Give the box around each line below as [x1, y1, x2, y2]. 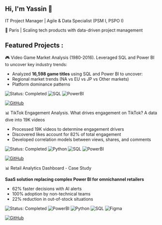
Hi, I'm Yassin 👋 [5, 5, 53, 13]
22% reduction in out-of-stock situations [12, 196, 93, 202]
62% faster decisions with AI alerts [12, 186, 82, 191]
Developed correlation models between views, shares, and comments [12, 137, 151, 142]
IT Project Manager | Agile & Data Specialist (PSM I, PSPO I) [5, 17, 124, 23]
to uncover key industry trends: [5, 61, 68, 67]
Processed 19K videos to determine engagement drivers [12, 126, 124, 132]
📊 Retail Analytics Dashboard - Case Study [5, 165, 92, 171]
